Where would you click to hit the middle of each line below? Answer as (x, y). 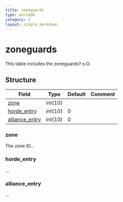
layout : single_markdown (32, 24)
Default (76, 94)
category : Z (18, 19)
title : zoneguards (25, 10)
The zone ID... (20, 146)
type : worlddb (20, 15)
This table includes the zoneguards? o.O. (48, 64)
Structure (21, 80)
